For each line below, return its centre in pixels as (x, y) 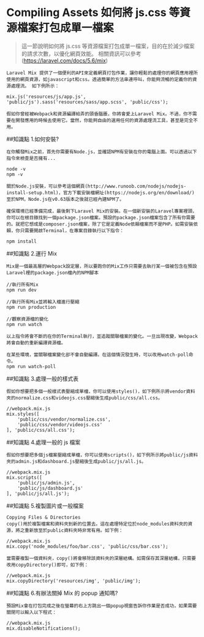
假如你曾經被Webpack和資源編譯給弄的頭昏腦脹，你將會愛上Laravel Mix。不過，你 (97, 114)
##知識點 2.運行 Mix (32, 253)
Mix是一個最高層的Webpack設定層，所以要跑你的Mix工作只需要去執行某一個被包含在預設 (102, 266)
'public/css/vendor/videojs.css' (60, 424)
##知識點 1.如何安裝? (33, 139)
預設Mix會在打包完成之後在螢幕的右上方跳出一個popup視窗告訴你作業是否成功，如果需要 (102, 606)
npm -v (15, 174)
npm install (21, 241)
